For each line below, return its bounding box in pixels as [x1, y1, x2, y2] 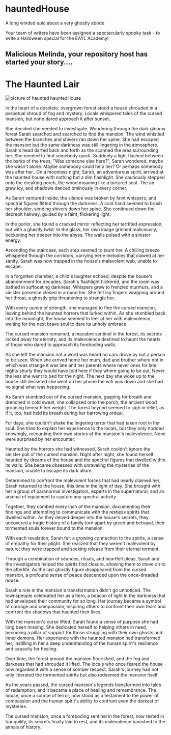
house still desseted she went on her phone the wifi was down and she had [5, 379, 163, 385]
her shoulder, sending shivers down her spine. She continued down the [5, 206, 155, 212]
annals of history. [5, 724, 42, 730]
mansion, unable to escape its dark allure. [5, 468, 93, 474]
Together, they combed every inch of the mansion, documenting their [5, 503, 151, 510]
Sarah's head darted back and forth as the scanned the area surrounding [5, 147, 159, 153]
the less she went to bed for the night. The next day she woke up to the [5, 373, 155, 379]
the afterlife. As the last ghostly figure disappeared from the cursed [5, 567, 147, 573]
